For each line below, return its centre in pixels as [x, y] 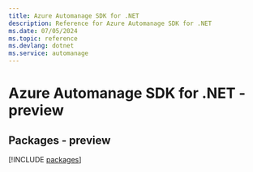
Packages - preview [60, 140]
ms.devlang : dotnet [41, 46]
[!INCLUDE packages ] [45, 159]
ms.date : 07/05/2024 [43, 31]
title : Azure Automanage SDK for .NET [74, 16]
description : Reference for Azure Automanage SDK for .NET [110, 23]
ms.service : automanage [49, 53]
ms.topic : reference [43, 38]
